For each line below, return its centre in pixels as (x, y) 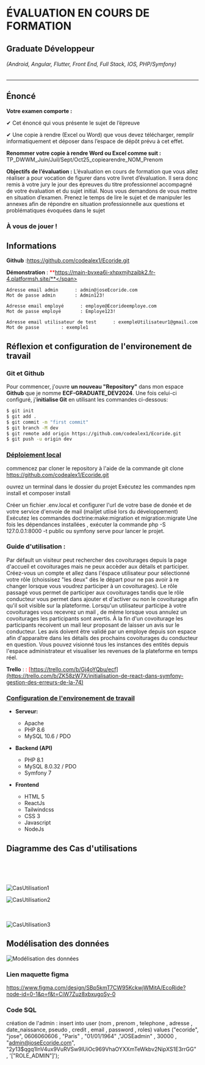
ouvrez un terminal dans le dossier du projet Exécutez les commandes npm (101, 487)
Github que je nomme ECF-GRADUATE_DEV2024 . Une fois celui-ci (92, 393)
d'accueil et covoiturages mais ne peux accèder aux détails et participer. (98, 566)
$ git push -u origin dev (39, 439)
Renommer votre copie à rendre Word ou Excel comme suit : (84, 153)
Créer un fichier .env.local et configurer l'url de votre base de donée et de (99, 505)
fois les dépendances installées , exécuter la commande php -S (86, 524)
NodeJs (34, 829)
